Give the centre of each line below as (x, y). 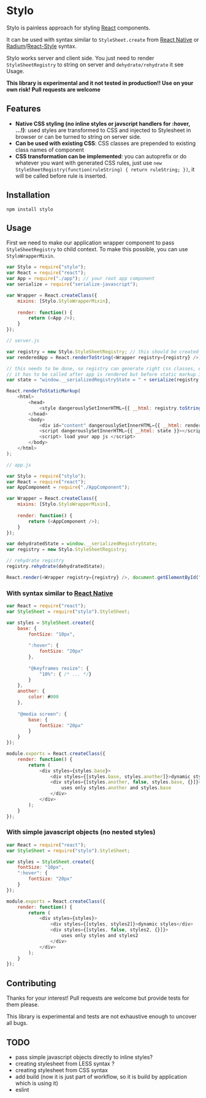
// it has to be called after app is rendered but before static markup (101, 374)
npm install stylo (30, 209)
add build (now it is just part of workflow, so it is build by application (101, 1077)
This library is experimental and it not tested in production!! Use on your (100, 83)
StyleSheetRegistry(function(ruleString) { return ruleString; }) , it (105, 169)
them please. (23, 1005)
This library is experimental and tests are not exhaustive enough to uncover (102, 1016)
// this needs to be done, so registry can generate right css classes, (101, 368)
